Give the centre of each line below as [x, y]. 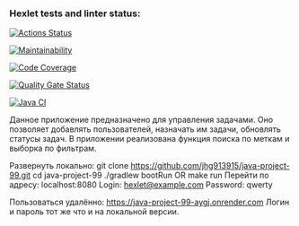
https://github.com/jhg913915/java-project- [210, 166]
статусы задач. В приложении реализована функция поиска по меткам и [149, 139]
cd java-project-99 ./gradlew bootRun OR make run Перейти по [151, 175]
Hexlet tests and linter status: [75, 13]
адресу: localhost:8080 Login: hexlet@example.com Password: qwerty [141, 185]
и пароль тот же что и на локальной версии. [94, 212]
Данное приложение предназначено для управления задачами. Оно [141, 120]
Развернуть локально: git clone [69, 166]
